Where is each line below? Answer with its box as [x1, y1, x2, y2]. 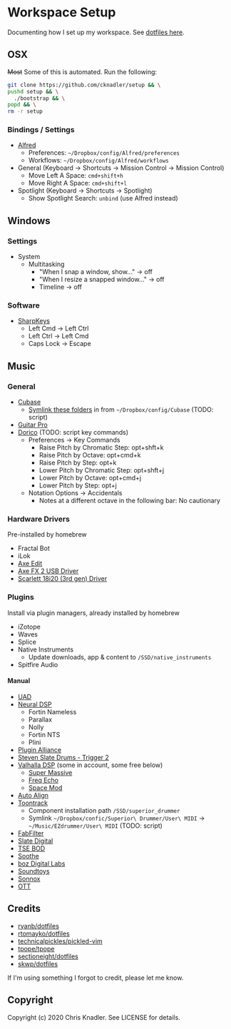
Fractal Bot [17, 544, 50, 553]
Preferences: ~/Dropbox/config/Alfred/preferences [28, 148, 180, 157]
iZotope [17, 622, 41, 631]
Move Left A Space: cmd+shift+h [28, 171, 123, 180]
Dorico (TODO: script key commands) [17, 428, 129, 437]
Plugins [7, 592, 34, 602]
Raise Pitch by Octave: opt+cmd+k [38, 451, 141, 460]
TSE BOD [17, 843, 46, 853]
